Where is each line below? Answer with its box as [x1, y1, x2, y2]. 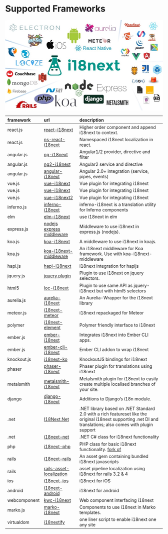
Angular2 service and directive [79, 161, 143, 167]
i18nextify [43, 519, 65, 525]
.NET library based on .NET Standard [79, 405, 155, 412]
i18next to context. [79, 129, 118, 136]
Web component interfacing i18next [79, 497, 154, 503]
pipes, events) [79, 173, 109, 179]
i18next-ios [43, 478, 69, 484]
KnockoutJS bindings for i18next [79, 356, 147, 362]
